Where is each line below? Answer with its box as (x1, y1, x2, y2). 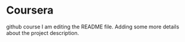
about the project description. (6, 29, 79, 36)
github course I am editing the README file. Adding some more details (6, 23, 180, 30)
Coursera (6, 4, 54, 17)
